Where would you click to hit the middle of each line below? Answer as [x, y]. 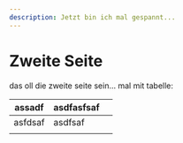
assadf [29, 107]
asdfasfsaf [76, 107]
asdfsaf [69, 122]
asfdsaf [30, 122]
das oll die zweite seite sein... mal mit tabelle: [91, 86]
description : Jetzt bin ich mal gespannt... [92, 17]
